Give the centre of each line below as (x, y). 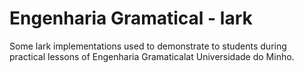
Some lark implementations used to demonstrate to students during (148, 46)
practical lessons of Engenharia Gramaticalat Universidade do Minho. (152, 56)
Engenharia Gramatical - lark (131, 18)
